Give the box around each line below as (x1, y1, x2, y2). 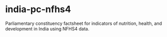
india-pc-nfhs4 (5, 4, 71, 15)
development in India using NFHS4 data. (5, 25, 90, 31)
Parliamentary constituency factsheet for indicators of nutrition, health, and (5, 20, 162, 26)
